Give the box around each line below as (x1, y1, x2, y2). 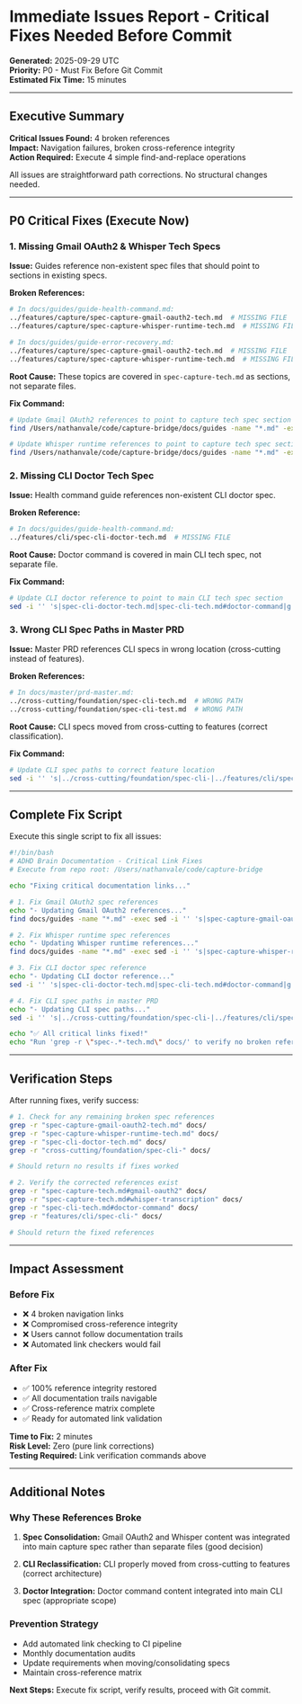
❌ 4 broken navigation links (22, 1308, 124, 1319)
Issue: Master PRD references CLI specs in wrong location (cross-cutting (9, 644, 281, 655)
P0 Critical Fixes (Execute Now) (9, 213, 191, 228)
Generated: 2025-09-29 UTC (9, 55, 120, 66)
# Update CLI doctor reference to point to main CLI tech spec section (9, 593, 283, 603)
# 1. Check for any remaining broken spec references (9, 1112, 216, 1121)
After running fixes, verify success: (9, 1095, 139, 1106)
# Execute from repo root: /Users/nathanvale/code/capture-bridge (9, 865, 263, 874)
